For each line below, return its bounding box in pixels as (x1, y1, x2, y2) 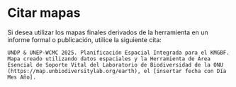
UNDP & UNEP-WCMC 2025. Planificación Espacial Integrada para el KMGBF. (7, 49, 230, 56)
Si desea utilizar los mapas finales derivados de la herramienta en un (7, 28, 208, 36)
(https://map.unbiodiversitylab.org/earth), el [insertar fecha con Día (7, 67, 227, 74)
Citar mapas (7, 5, 81, 21)
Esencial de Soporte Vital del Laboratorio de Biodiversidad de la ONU (7, 61, 223, 68)
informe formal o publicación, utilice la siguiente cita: (7, 35, 162, 43)
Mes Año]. (7, 74, 37, 81)
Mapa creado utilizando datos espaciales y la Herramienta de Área (7, 55, 211, 62)
